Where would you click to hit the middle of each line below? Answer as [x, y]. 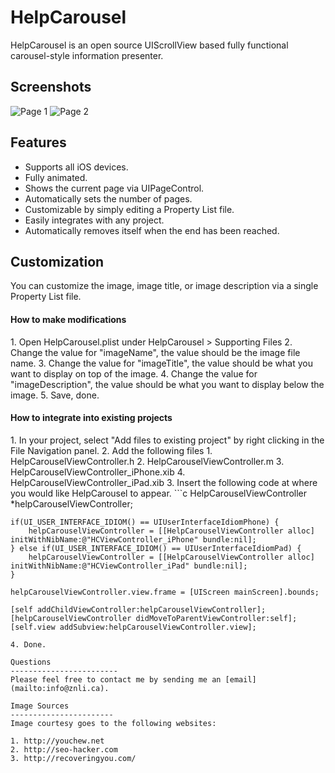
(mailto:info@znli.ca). [60, 688]
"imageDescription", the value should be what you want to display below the [167, 384]
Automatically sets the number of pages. [108, 198]
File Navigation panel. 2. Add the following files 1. [111, 450]
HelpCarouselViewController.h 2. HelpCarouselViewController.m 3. [147, 461]
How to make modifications [68, 319]
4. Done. [28, 644]
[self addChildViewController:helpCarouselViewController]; [138, 609]
